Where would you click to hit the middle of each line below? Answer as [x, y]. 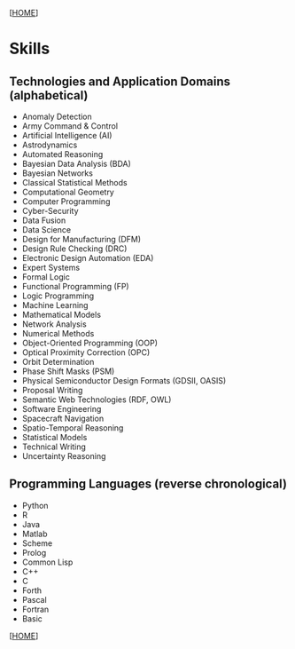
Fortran [35, 609]
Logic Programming [58, 296]
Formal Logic [46, 277]
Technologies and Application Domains [120, 81]
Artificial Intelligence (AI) [67, 135]
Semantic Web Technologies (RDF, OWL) [97, 400]
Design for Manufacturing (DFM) [82, 239]
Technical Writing [54, 447]
